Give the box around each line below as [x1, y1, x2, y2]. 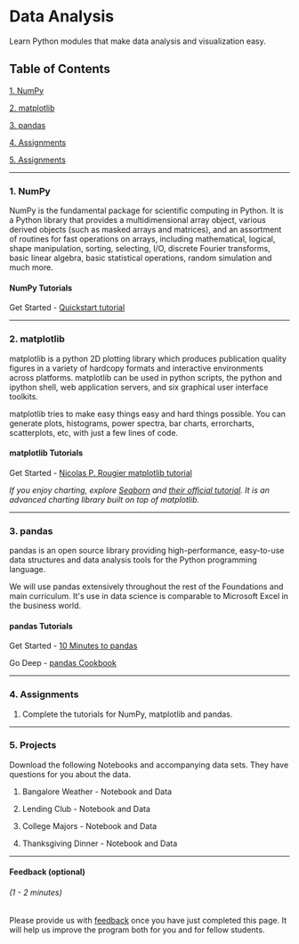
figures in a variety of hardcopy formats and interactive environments [9, 363, 264, 373]
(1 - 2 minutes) [9, 887, 62, 898]
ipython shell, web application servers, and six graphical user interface [9, 382, 269, 392]
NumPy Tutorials [9, 283, 73, 293]
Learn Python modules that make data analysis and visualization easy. [9, 36, 266, 46]
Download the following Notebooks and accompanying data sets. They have [9, 759, 289, 770]
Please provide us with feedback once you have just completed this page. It [9, 915, 287, 925]
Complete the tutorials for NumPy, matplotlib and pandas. [21, 709, 233, 719]
